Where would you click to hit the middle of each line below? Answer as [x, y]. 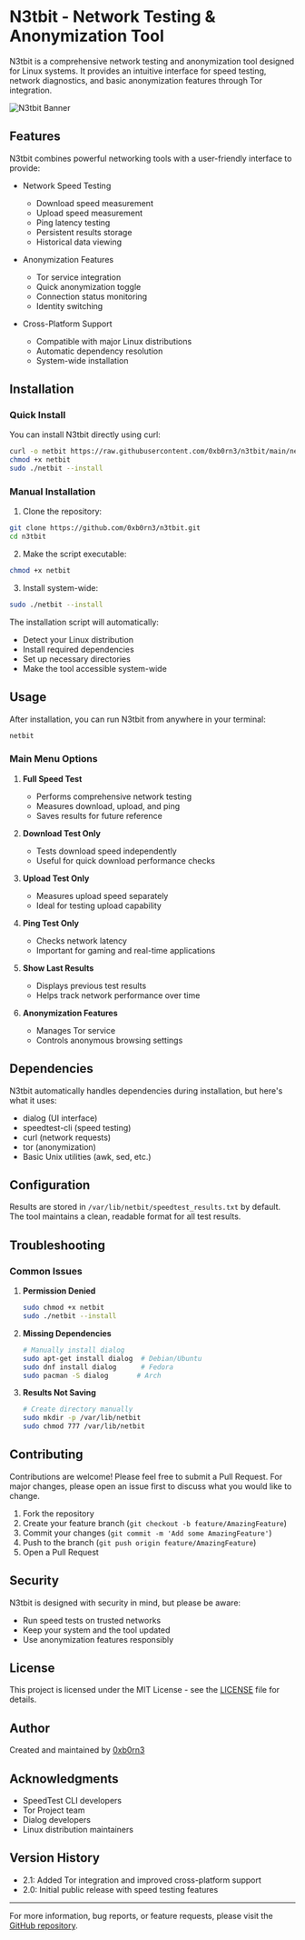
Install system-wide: [60, 587]
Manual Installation [53, 491]
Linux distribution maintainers [78, 1830]
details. [23, 1700]
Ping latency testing [73, 222]
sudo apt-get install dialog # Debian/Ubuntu [112, 1358]
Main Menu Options [54, 759]
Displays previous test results [91, 985]
